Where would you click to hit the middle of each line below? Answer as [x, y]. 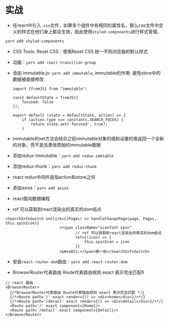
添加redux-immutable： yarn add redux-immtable [63, 155]
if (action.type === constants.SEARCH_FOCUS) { [73, 120]
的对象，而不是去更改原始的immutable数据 [57, 145]
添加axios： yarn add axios [41, 188]
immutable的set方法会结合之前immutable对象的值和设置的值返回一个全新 [88, 138]
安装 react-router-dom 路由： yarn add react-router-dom [70, 261]
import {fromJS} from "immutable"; [50, 89]
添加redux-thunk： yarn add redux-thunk [54, 166]
